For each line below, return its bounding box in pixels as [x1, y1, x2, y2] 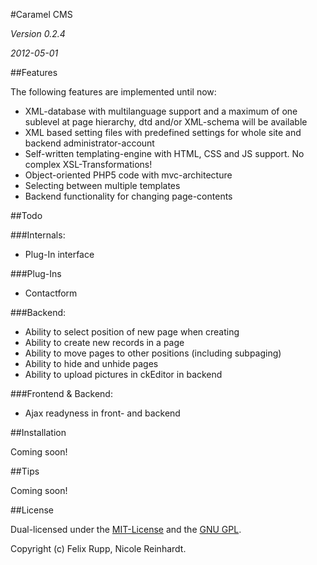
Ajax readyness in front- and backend [24, 407, 181, 419]
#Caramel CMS [10, 9, 73, 20]
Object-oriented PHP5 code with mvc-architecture [24, 169, 233, 181]
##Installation [10, 427, 67, 438]
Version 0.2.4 [10, 28, 66, 39]
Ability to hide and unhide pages [24, 358, 159, 369]
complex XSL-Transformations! [24, 159, 153, 170]
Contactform [24, 287, 78, 299]
